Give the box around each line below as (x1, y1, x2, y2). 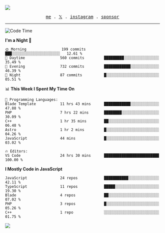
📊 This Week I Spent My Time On (5, 86, 75, 91)
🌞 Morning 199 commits (5, 47, 86, 52)
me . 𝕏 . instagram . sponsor (46, 14, 119, 19)
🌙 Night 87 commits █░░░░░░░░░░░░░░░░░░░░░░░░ (5, 73, 160, 78)
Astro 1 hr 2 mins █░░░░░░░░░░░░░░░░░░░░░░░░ (5, 127, 160, 132)
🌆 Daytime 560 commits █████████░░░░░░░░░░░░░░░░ (5, 56, 160, 60)
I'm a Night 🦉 (5, 37, 32, 43)
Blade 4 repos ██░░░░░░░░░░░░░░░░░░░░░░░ (5, 193, 160, 198)
